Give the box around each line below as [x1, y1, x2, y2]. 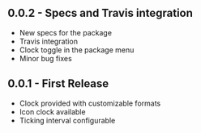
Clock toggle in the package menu [19, 44, 135, 55]
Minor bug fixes [19, 53, 72, 63]
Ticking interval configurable [19, 115, 116, 125]
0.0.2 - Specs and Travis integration [7, 6, 194, 20]
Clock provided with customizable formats [19, 98, 161, 108]
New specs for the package [19, 27, 113, 37]
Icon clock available [19, 106, 86, 116]
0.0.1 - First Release [7, 77, 109, 91]
